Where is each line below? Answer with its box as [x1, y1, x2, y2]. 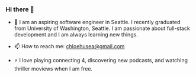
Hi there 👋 [5, 5, 35, 14]
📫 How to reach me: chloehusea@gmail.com [14, 43, 125, 50]
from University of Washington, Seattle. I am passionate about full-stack [14, 25, 190, 32]
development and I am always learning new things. [14, 31, 139, 38]
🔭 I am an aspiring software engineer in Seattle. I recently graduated [14, 19, 181, 26]
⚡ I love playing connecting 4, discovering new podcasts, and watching [14, 57, 188, 64]
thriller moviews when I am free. [14, 65, 93, 72]
